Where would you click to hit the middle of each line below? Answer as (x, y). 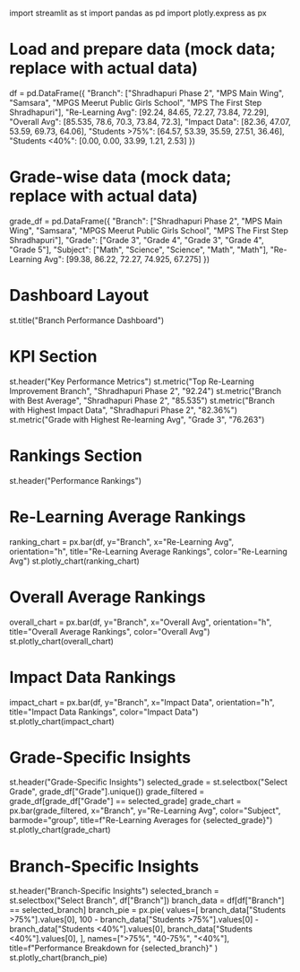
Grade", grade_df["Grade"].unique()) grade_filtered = (107, 792)
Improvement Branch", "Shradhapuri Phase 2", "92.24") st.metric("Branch (146, 390)
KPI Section (53, 356)
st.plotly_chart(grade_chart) (60, 830)
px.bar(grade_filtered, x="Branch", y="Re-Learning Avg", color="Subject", (145, 810)
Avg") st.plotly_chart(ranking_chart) (75, 561)
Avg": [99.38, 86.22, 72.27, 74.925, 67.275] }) (127, 258)
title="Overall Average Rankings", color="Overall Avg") (110, 631)
